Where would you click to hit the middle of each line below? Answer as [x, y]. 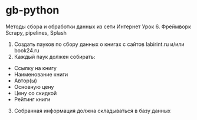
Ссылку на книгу [35, 68]
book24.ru [27, 50]
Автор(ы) [26, 81]
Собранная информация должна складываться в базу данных [92, 111]
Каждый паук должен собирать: [55, 56]
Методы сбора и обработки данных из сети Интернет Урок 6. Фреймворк [98, 26]
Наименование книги [41, 74]
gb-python [32, 10]
